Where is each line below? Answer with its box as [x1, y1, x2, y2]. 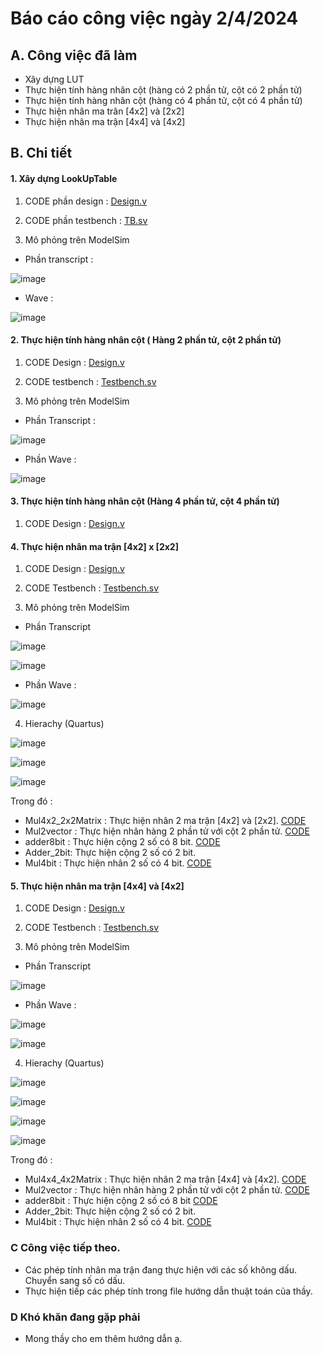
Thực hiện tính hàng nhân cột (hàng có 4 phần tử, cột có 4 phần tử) [24, 95, 303, 106]
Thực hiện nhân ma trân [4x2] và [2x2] [24, 105, 185, 117]
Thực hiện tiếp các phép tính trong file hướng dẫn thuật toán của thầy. [24, 1285, 313, 1297]
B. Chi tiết [10, 145, 73, 162]
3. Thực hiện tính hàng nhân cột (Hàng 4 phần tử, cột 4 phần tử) [10, 495, 280, 507]
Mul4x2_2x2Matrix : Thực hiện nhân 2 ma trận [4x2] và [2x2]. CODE [24, 815, 307, 827]
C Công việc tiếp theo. [10, 1241, 121, 1255]
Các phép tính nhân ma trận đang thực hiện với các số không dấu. [24, 1263, 297, 1276]
